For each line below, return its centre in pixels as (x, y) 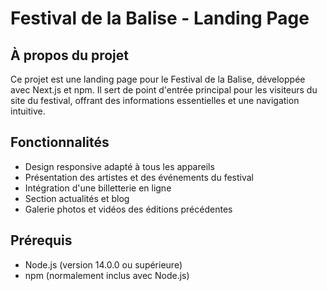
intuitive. (28, 111)
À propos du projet (69, 55)
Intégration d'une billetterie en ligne (98, 188)
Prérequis (41, 240)
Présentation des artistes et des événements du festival (139, 177)
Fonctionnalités (60, 142)
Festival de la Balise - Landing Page (160, 18)
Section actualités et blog (77, 198)
